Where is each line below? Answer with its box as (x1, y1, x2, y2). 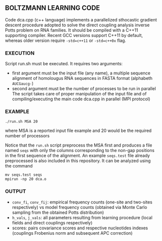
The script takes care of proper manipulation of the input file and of (12, 91, 147, 97)
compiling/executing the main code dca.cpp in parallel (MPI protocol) (12, 96, 150, 102)
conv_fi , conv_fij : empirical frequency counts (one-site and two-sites (12, 199, 153, 205)
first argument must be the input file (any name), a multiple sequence (12, 70, 150, 76)
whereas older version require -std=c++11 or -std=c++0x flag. (5, 37, 126, 43)
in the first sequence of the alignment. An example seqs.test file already (5, 153, 150, 159)
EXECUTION (5, 50, 35, 56)
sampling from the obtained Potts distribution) (12, 209, 104, 215)
